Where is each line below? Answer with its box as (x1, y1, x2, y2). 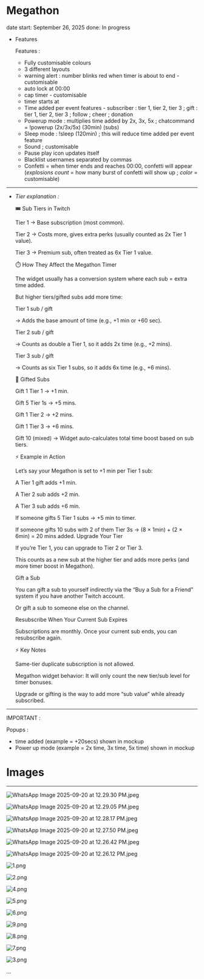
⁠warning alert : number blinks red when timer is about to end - (24, 72, 180, 79)
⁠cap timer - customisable (24, 91, 87, 98)
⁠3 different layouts (24, 65, 70, 73)
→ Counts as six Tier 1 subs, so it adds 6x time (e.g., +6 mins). (15, 364, 171, 371)
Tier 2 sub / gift (15, 329, 54, 336)
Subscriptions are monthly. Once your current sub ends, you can (15, 627, 177, 635)
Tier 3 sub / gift (15, 352, 54, 359)
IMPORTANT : (6, 714, 41, 721)
